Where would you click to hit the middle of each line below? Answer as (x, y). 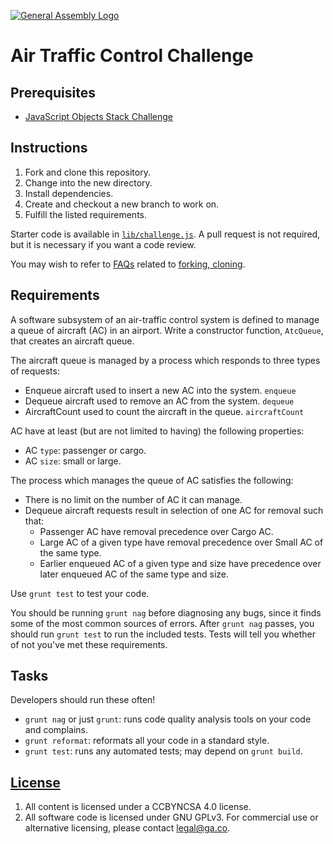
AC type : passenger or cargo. (85, 450)
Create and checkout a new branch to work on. (122, 204)
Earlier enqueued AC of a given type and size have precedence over (180, 563)
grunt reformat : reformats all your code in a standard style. (147, 741)
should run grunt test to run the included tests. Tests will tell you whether (163, 634)
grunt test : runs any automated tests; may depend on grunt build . (163, 751)
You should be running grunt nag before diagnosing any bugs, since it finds (166, 612)
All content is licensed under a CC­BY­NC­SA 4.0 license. (138, 807)
